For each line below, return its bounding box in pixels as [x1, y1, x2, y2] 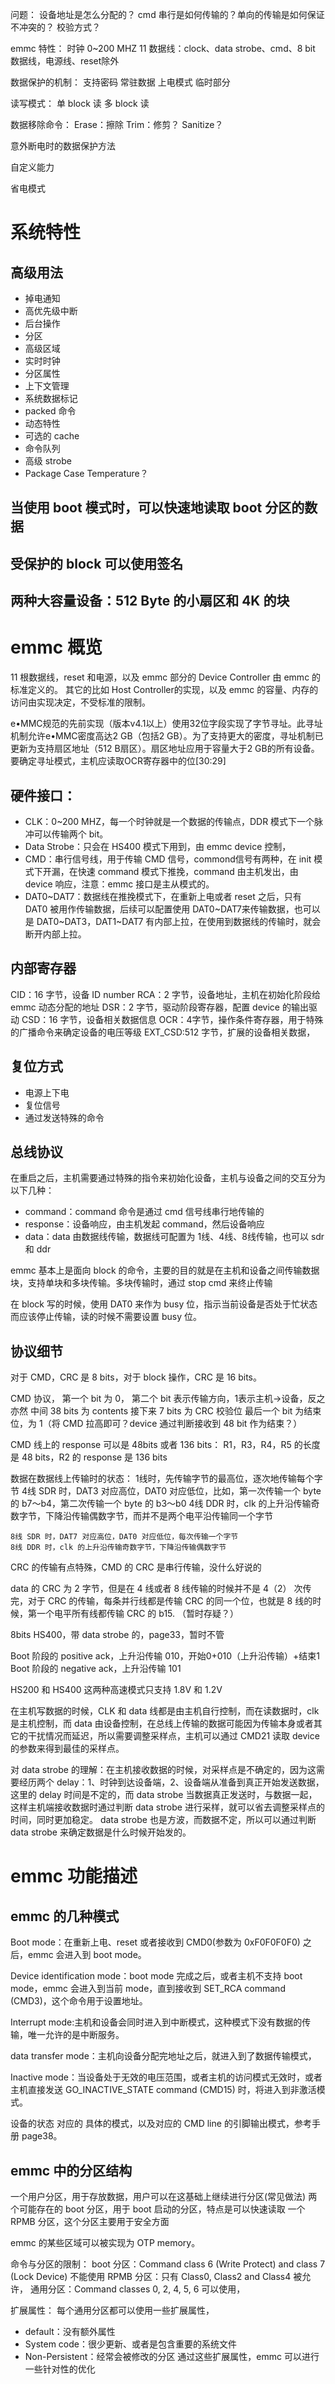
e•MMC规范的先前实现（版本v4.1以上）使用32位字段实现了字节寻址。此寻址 [10, 718, 323, 730]
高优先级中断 [24, 305, 78, 317]
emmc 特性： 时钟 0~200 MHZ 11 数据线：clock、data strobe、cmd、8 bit [10, 43, 316, 54]
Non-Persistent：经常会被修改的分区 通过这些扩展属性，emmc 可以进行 [24, 2350, 320, 2362]
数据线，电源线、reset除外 [10, 55, 120, 67]
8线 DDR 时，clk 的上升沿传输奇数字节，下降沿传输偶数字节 [10, 1543, 227, 1553]
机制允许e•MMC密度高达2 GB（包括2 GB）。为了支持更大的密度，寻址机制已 [10, 730, 324, 742]
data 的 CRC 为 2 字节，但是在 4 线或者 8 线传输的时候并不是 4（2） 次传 [10, 1583, 312, 1595]
